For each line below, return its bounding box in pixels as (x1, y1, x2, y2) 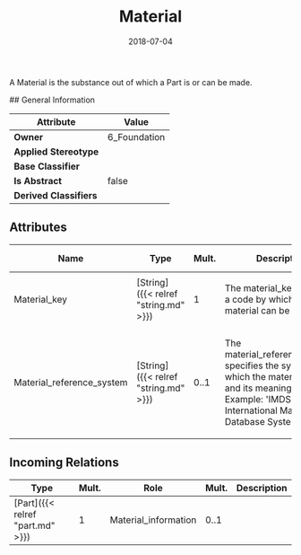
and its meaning (224, 382, 292, 394)
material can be (224, 304, 290, 316)
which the (224, 370, 267, 383)
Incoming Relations (9, 455, 119, 471)
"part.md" (13, 519, 56, 532)
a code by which (224, 293, 294, 305)
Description (236, 481, 288, 494)
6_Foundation (107, 130, 166, 143)
